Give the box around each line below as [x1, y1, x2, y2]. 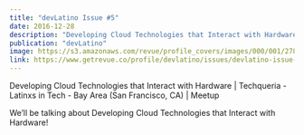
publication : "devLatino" [9, 38, 107, 48]
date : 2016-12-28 [9, 22, 75, 31]
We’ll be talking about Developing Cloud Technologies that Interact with [9, 108, 276, 118]
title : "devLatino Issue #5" [9, 13, 119, 23]
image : [9, 47, 34, 56]
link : [9, 55, 30, 64]
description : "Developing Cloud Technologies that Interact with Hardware [9, 30, 298, 39]
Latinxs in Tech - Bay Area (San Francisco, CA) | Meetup [9, 90, 220, 101]
